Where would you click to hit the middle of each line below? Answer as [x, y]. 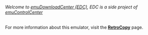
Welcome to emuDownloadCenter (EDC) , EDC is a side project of [71, 7]
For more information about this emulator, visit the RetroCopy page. [74, 28]
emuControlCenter [24, 12]
